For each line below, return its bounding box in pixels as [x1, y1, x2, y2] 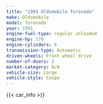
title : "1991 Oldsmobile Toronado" [6, 8, 95, 15]
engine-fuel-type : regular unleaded [6, 31, 97, 37]
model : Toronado [6, 20, 46, 26]
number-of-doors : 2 [6, 58, 55, 64]
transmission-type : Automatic [6, 48, 82, 53]
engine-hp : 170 [6, 36, 44, 42]
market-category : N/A [6, 64, 60, 70]
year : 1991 [6, 25, 33, 31]
